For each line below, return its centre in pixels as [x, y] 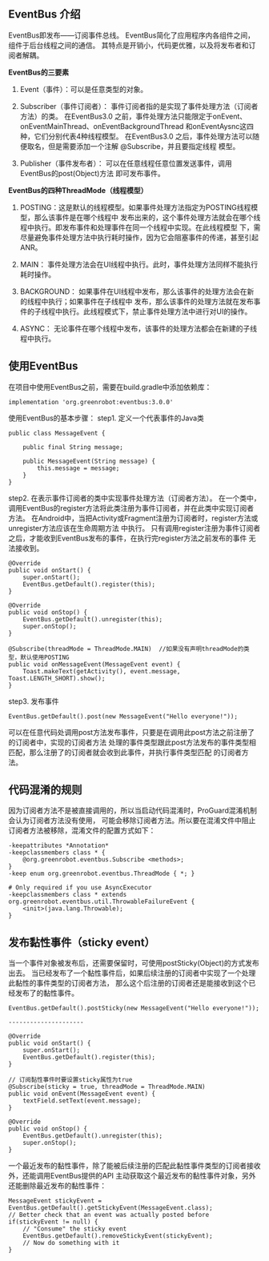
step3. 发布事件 [34, 701]
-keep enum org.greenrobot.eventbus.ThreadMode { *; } [102, 874]
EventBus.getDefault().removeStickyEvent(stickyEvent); [118, 1236]
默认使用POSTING [44, 657]
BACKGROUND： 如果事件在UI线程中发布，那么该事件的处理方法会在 [133, 291]
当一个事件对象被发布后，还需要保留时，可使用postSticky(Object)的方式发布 [134, 963]
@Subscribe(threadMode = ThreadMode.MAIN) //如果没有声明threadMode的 [126, 649]
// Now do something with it [71, 1243]
